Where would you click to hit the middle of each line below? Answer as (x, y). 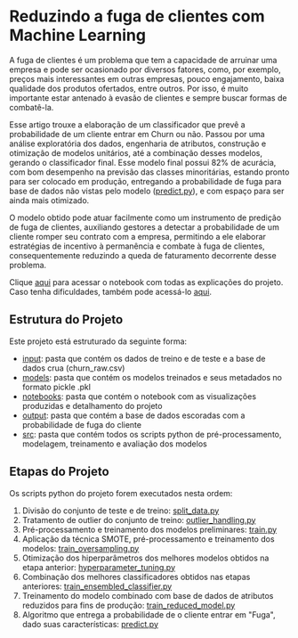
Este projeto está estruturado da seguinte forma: (98, 341)
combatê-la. (32, 107)
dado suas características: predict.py (90, 624)
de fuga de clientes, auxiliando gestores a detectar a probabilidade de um (145, 227)
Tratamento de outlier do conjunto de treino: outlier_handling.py (139, 519)
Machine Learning (78, 35)
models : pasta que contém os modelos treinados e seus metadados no (152, 377)
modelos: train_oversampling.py (81, 548)
